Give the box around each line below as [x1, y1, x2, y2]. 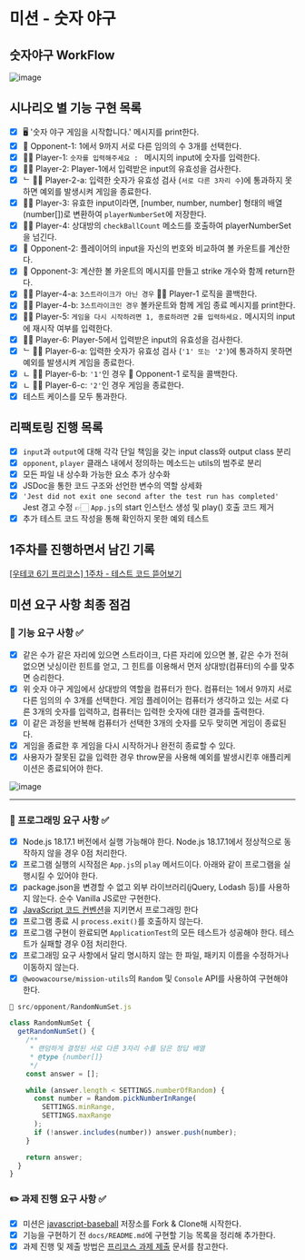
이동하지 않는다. [22, 961, 79, 972]
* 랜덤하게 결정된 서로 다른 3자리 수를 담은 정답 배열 [29, 1044, 206, 1054]
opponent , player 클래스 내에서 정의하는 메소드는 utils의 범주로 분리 [22, 457, 262, 468]
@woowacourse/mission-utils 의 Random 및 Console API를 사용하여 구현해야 [22, 973, 289, 984]
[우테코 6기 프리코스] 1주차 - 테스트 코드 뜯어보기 [9, 568, 182, 579]
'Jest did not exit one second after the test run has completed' [22, 491, 280, 501]
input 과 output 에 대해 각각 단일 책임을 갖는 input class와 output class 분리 [22, 446, 291, 457]
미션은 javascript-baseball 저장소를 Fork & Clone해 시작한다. [22, 1218, 242, 1229]
